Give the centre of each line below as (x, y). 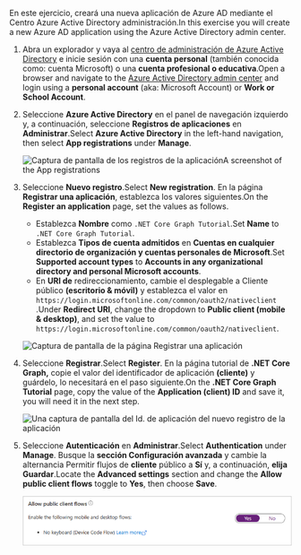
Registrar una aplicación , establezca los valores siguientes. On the (145, 197)
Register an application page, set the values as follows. (125, 206)
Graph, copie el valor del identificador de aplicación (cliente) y (138, 373)
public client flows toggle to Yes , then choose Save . (120, 484)
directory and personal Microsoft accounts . (118, 271)
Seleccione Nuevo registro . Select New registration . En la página (142, 187)
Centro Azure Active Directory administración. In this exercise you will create (150, 22)
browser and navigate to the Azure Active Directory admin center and (150, 78)
